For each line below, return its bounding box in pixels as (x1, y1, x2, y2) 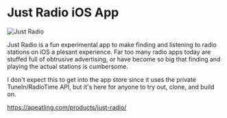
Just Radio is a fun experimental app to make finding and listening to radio (7, 40, 217, 48)
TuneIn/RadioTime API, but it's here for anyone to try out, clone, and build (7, 83, 215, 91)
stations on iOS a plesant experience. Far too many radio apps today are (7, 48, 211, 56)
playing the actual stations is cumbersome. (7, 62, 128, 70)
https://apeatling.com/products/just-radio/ (7, 103, 127, 111)
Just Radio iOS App (7, 5, 119, 20)
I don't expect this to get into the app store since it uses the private (7, 75, 197, 83)
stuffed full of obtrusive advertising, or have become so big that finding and (7, 55, 221, 63)
